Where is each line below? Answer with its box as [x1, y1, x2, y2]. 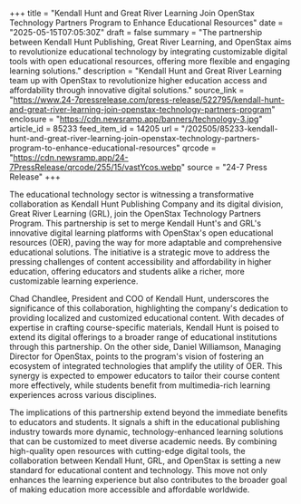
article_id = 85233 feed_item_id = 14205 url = [9, 123, 180, 134]
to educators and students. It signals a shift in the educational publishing [9, 417, 281, 427]
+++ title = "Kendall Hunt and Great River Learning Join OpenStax [9, 8, 256, 18]
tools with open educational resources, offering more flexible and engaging [9, 56, 290, 66]
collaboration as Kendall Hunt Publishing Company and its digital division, [9, 199, 284, 209]
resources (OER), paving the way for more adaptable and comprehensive [9, 237, 283, 247]
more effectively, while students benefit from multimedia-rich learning [9, 380, 271, 391]
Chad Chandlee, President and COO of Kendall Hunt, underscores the [9, 294, 269, 304]
